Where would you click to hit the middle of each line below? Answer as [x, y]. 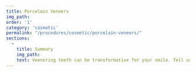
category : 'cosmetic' [32, 28]
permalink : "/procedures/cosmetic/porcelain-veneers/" [74, 33]
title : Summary [35, 49]
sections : [18, 38]
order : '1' [19, 22]
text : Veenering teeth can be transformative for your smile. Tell [100, 60]
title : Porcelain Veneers [37, 11]
